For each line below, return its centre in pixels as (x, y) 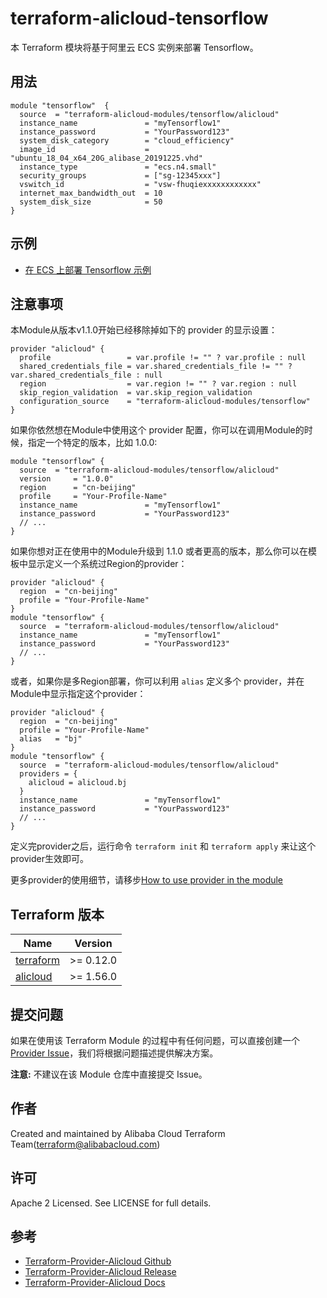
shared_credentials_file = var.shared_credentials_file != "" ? (156, 367)
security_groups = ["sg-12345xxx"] (120, 175)
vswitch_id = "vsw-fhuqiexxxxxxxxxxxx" (140, 184)
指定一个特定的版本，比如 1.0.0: (92, 443)
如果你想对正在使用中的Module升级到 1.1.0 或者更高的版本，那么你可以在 (159, 551)
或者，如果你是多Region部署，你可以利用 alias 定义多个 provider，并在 (157, 681)
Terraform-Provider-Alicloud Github (98, 1261)
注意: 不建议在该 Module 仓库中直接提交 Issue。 (109, 1074)
